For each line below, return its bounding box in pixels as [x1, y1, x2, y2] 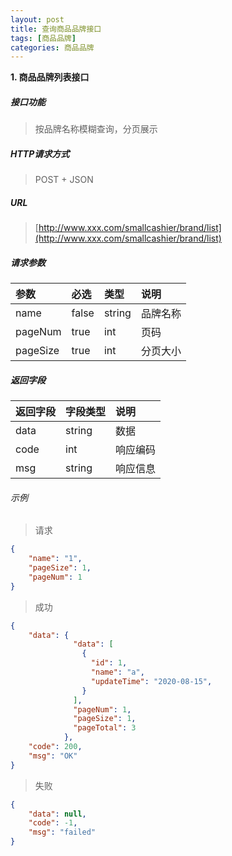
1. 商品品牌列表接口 [10, 71, 90, 83]
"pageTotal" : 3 [73, 723, 137, 733]
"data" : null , [28, 809, 87, 819]
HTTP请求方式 [10, 147, 70, 160]
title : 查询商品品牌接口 [10, 24, 102, 34]
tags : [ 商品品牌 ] [10, 33, 77, 43]
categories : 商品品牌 [10, 42, 95, 53]
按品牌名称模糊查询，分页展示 [34, 123, 158, 135]
